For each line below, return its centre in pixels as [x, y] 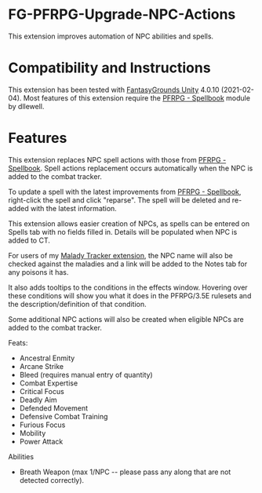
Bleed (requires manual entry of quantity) [86, 374]
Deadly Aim [38, 400]
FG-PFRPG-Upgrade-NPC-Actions [122, 15]
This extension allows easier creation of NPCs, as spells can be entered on [129, 223]
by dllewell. [26, 106]
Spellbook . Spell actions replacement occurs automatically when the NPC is [131, 168]
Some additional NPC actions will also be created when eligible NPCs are [126, 319]
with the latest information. [74, 208]
